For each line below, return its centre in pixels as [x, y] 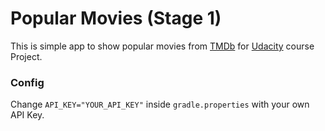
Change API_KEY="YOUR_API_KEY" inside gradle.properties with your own [160, 104]
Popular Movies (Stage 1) [116, 18]
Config [27, 82]
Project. [26, 56]
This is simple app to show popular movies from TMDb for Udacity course [162, 46]
